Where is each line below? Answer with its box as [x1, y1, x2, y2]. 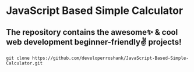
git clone [6, 55, 30, 61]
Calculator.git [6, 60, 43, 66]
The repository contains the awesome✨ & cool [6, 27, 178, 37]
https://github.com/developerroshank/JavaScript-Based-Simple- [31, 55, 189, 61]
